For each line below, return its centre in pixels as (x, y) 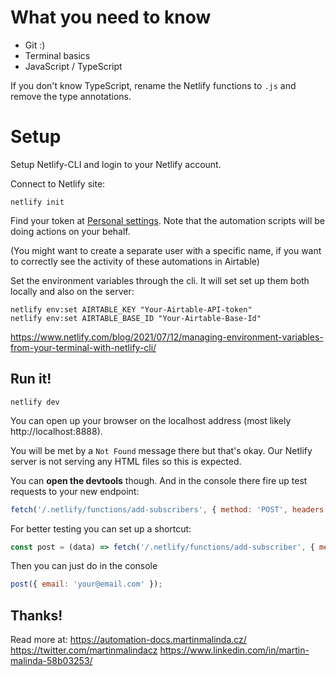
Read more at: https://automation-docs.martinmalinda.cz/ (128, 640)
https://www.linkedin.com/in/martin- (234, 650)
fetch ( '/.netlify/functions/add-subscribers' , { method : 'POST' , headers (167, 509)
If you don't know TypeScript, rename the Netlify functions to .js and (153, 85)
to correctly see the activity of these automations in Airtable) (135, 261)
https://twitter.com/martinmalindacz (84, 650)
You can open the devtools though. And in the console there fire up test (159, 480)
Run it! (31, 379)
